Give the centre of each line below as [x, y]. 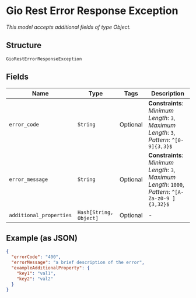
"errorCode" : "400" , [36, 257]
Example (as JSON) [42, 238]
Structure [24, 45]
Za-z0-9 [159, 198]
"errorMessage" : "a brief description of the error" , [78, 263]
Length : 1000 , [167, 184]
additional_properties [40, 215]
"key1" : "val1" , [36, 273]
